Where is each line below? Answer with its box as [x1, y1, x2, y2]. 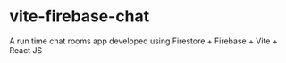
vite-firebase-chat [9, 6, 150, 27]
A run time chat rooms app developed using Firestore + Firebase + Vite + [9, 35, 279, 46]
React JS [9, 44, 43, 55]
